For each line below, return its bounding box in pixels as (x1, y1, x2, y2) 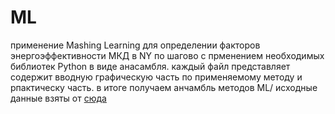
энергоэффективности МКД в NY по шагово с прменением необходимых (10, 49, 325, 61)
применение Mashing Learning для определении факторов (10, 39, 261, 51)
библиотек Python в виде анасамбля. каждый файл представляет (10, 60, 291, 72)
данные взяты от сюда (10, 92, 107, 104)
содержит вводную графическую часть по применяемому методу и (10, 71, 303, 83)
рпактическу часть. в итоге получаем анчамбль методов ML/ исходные (10, 81, 318, 93)
